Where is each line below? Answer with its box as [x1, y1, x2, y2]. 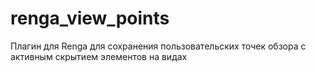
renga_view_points [10, 7, 170, 30]
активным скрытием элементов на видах [10, 50, 188, 62]
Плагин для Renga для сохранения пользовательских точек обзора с [10, 40, 307, 52]
